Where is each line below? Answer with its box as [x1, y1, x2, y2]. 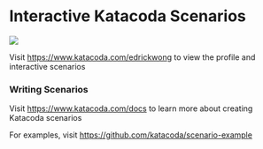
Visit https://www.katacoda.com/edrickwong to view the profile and [9, 51, 256, 63]
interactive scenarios [9, 61, 86, 71]
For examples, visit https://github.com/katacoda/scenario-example [9, 130, 252, 140]
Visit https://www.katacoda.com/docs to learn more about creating [9, 103, 253, 114]
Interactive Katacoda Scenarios [9, 6, 246, 26]
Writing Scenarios [9, 83, 89, 95]
